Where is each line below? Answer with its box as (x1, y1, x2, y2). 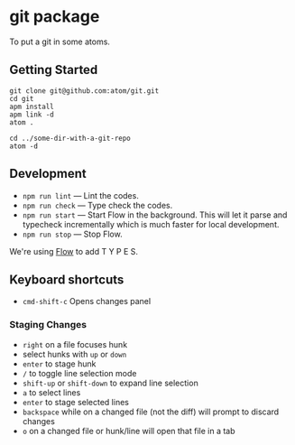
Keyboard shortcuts (9, 272, 124, 287)
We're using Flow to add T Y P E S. (9, 246, 138, 256)
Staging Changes (9, 319, 88, 331)
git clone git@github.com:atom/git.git (9, 86, 160, 96)
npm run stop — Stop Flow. (22, 228, 124, 239)
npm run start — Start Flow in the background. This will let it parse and (22, 209, 288, 220)
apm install (9, 102, 54, 111)
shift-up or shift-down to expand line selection (22, 377, 198, 388)
